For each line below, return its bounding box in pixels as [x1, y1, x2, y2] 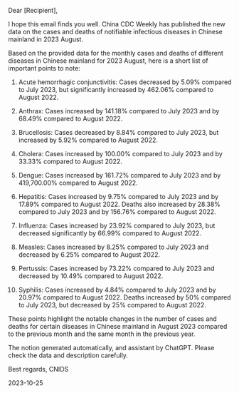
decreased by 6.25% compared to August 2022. [18, 250, 161, 259]
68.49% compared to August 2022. [18, 114, 123, 123]
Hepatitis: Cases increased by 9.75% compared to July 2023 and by [18, 193, 219, 200]
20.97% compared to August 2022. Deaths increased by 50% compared [18, 293, 231, 302]
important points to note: [8, 64, 80, 72]
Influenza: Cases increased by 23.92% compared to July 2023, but [18, 221, 216, 230]
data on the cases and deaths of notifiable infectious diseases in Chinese [8, 28, 223, 36]
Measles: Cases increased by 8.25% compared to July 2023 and [18, 243, 209, 251]
